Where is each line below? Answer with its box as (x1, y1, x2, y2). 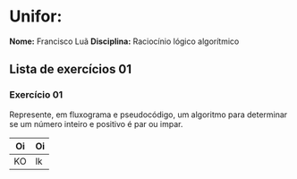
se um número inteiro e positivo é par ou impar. (9, 118, 183, 129)
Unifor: (9, 6, 63, 27)
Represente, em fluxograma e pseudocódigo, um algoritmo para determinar (9, 109, 288, 120)
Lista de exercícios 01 (9, 62, 132, 77)
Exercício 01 (9, 89, 64, 101)
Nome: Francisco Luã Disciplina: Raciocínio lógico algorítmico (9, 36, 240, 47)
